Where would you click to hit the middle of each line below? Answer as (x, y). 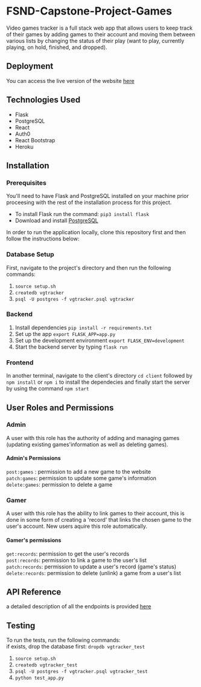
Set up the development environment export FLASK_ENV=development (100, 340)
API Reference (34, 592)
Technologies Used (43, 100)
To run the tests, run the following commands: (63, 640)
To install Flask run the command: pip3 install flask (82, 214)
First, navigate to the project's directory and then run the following (89, 268)
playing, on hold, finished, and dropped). (57, 47)
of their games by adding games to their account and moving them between (101, 34)
